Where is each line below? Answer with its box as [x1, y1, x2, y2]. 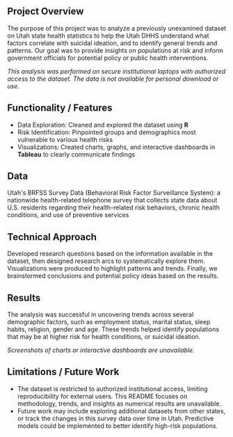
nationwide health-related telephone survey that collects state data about [7, 196, 218, 205]
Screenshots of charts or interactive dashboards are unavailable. [7, 346, 195, 354]
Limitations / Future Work [7, 366, 120, 378]
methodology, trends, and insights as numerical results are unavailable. [17, 399, 221, 408]
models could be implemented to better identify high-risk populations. [17, 421, 218, 430]
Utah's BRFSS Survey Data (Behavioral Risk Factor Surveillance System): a [7, 189, 221, 197]
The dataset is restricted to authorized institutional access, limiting [17, 384, 208, 392]
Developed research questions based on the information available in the [7, 250, 214, 258]
